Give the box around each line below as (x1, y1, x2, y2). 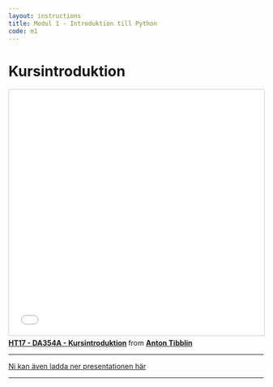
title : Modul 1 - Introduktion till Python (8, 19, 158, 28)
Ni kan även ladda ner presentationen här (8, 362, 147, 372)
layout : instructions (8, 11, 82, 20)
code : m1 (8, 27, 38, 35)
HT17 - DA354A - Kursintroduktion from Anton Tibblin (8, 338, 193, 348)
